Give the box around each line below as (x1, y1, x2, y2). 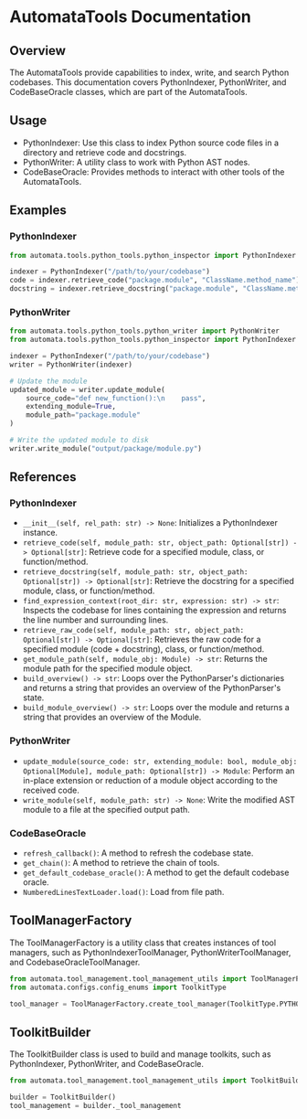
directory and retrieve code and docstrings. (22, 146, 187, 157)
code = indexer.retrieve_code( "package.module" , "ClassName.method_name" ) (9, 276, 301, 285)
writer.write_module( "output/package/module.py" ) (9, 443, 203, 453)
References (9, 469, 77, 485)
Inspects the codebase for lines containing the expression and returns (22, 605, 287, 616)
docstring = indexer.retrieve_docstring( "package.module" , (9, 284, 239, 293)
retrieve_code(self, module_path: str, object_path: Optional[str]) (22, 538, 290, 548)
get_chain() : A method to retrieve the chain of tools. (22, 858, 220, 869)
